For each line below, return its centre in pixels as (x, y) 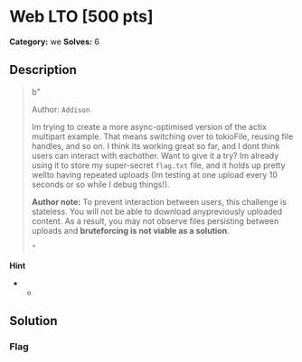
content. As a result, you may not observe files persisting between (155, 221)
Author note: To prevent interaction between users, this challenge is (159, 201)
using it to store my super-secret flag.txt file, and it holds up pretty (159, 165)
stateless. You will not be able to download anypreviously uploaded (157, 211)
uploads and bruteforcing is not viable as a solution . (130, 230)
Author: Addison (61, 109)
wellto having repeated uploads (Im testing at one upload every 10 (155, 174)
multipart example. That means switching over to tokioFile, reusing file (162, 136)
